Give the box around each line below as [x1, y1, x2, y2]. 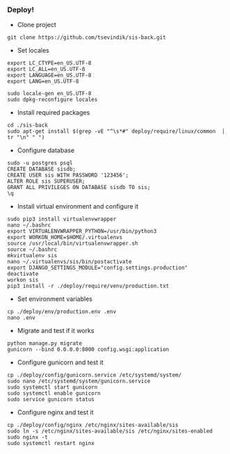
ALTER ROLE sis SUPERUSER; [7, 178, 85, 185]
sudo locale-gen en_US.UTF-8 [7, 90, 92, 97]
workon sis [7, 277, 39, 284]
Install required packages [17, 108, 90, 117]
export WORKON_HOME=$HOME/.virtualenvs [7, 234, 123, 241]
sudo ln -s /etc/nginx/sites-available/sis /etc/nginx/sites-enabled [7, 428, 213, 435]
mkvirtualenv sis [7, 252, 58, 259]
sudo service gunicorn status [7, 396, 95, 403]
